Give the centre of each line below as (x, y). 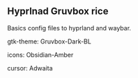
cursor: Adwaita (30, 68)
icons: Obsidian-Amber (40, 55)
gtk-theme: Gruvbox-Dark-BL (49, 41)
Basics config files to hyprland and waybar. (69, 28)
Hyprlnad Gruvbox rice (58, 11)
